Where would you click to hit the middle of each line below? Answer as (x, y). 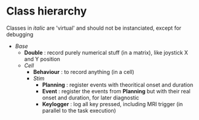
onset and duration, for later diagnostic (91, 98)
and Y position (42, 59)
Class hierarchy (47, 11)
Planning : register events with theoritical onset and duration (118, 85)
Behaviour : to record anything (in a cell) (84, 72)
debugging (20, 34)
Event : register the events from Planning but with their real (116, 91)
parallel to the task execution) (79, 110)
